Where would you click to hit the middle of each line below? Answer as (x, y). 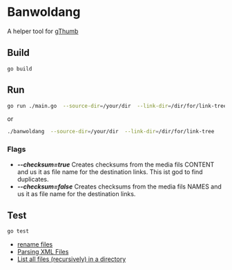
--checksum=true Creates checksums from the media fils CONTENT (116, 164)
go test (18, 231)
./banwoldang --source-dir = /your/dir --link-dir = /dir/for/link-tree (111, 132)
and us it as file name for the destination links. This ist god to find (110, 172)
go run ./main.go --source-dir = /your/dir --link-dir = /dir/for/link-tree (117, 106)
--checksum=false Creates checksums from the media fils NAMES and (119, 186)
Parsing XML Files (43, 252)
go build (20, 69)
